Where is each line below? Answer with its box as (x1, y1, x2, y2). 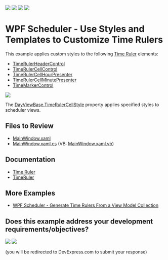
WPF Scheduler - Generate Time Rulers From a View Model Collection (12, 202, 159, 208)
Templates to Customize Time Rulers (5, 34, 163, 46)
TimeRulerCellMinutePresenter (12, 77, 77, 83)
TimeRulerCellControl (12, 66, 58, 72)
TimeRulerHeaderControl (12, 60, 65, 67)
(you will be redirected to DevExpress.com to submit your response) (5, 249, 147, 255)
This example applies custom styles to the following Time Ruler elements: (5, 51, 158, 57)
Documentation (5, 155, 56, 164)
